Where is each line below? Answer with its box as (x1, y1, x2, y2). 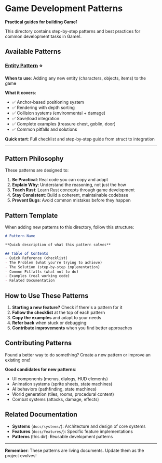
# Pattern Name (5, 233, 36, 239)
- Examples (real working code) (5, 274, 70, 278)
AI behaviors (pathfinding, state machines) (12, 386, 97, 392)
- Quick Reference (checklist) (5, 255, 68, 261)
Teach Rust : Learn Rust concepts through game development (12, 187, 135, 193)
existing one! (5, 357, 30, 363)
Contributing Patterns (5, 339, 72, 347)
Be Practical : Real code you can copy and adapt (12, 177, 108, 183)
